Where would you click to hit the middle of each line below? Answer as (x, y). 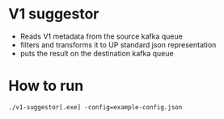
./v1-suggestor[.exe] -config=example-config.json (95, 107)
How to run (46, 86)
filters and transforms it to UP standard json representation (118, 44)
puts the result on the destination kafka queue (97, 53)
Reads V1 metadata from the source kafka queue (101, 36)
